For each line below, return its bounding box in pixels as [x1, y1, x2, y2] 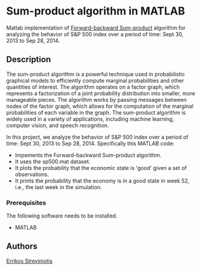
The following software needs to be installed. [6, 212, 118, 219]
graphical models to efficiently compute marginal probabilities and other [6, 77, 184, 84]
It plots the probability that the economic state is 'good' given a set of [14, 164, 187, 171]
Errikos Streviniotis [6, 257, 53, 265]
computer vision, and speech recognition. [6, 122, 109, 129]
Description [6, 54, 51, 64]
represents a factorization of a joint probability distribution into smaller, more [6, 89, 196, 97]
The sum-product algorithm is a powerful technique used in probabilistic [6, 71, 185, 78]
